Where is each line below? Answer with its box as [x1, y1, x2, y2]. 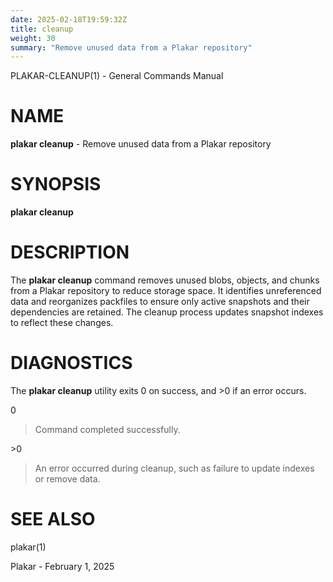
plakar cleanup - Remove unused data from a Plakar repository [10, 138, 272, 150]
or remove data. [34, 473, 101, 485]
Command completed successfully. [34, 424, 181, 435]
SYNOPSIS [10, 173, 102, 196]
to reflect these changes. [10, 317, 114, 329]
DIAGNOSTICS [10, 352, 133, 375]
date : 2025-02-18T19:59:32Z [10, 14, 128, 25]
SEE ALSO [10, 508, 96, 531]
